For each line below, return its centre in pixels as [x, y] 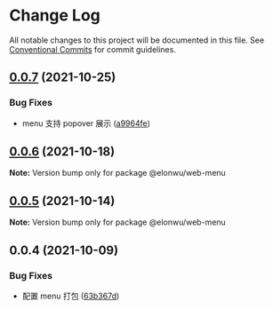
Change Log [55, 16]
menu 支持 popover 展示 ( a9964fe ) [86, 123]
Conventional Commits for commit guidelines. [92, 49]
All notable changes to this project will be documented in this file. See [137, 40]
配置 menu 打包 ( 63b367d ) [71, 296]
